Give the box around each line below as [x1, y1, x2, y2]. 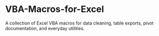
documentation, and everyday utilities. [5, 25, 85, 31]
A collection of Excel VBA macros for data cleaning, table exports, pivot [5, 20, 154, 26]
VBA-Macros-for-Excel [5, 3, 104, 15]
